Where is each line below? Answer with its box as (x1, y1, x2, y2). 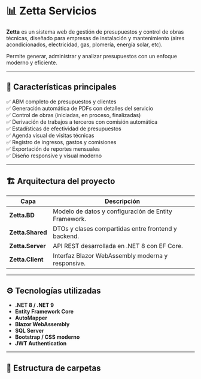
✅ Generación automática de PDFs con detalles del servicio (6, 105, 154, 112)
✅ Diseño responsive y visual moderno (6, 152, 102, 159)
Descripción (104, 197, 141, 205)
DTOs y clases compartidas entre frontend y (53, 224, 178, 232)
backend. (53, 232, 80, 240)
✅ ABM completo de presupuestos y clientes (6, 98, 117, 105)
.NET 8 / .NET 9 (14, 302, 54, 309)
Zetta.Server (9, 241, 46, 250)
